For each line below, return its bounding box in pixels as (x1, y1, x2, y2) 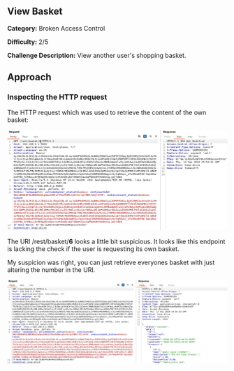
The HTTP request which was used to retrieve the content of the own (7, 108, 207, 116)
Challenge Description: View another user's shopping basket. (7, 51, 187, 59)
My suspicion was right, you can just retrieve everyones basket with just (7, 258, 215, 267)
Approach (7, 71, 52, 83)
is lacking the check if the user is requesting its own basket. (7, 245, 180, 253)
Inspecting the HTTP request (7, 92, 108, 102)
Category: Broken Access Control (7, 24, 105, 32)
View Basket (7, 6, 63, 17)
